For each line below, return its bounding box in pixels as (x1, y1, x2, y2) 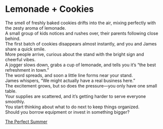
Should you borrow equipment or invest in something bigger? (5, 109, 130, 115)
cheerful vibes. (5, 56, 36, 62)
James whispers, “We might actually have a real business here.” (5, 78, 135, 84)
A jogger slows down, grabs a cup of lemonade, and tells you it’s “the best (5, 62, 157, 68)
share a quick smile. (5, 46, 46, 52)
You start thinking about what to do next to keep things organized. (5, 104, 140, 110)
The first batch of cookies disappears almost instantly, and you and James (5, 41, 157, 46)
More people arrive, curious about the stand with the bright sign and (5, 51, 144, 57)
